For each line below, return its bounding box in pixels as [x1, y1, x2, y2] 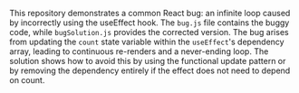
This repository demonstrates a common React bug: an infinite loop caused [9, 8, 291, 18]
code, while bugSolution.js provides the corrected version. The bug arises [9, 27, 289, 37]
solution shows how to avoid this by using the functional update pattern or [9, 56, 286, 66]
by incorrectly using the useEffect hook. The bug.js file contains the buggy [9, 17, 290, 28]
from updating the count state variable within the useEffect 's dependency [9, 36, 285, 47]
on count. [9, 75, 45, 85]
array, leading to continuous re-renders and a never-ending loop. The [9, 46, 269, 57]
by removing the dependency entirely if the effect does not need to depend [9, 65, 291, 76]
